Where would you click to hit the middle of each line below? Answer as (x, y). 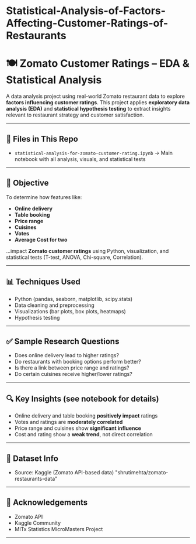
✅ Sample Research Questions (63, 341)
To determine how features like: (44, 197)
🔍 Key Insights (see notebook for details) (83, 398)
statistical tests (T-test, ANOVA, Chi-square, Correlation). (75, 257)
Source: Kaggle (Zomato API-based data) (64, 472)
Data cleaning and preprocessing (54, 305)
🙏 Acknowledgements (47, 503)
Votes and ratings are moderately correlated (69, 422)
